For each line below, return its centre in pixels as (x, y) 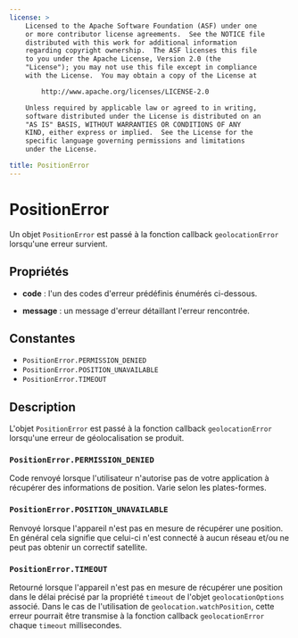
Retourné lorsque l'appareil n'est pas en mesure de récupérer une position (146, 588)
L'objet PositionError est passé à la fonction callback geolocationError (141, 428)
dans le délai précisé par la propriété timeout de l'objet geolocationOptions (147, 597)
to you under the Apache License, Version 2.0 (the (123, 59)
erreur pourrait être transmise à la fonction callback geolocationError (137, 616)
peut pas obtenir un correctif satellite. (79, 547)
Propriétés (39, 272)
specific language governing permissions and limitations (135, 141)
